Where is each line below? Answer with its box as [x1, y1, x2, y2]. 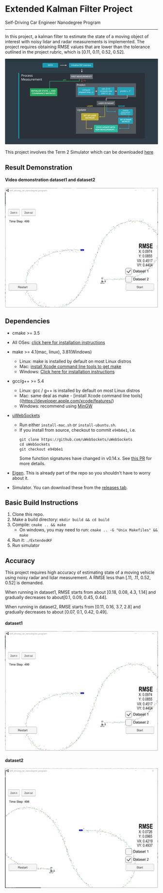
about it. [12, 475, 29, 481]
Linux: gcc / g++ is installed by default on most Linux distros [19, 387, 140, 393]
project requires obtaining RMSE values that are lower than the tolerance [5, 44, 150, 50]
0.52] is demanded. [5, 580, 44, 586]
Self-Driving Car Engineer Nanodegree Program [5, 19, 101, 25]
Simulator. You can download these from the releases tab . [12, 484, 128, 490]
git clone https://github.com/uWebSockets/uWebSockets [19, 437, 132, 442]
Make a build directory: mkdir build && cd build [12, 517, 110, 523]
